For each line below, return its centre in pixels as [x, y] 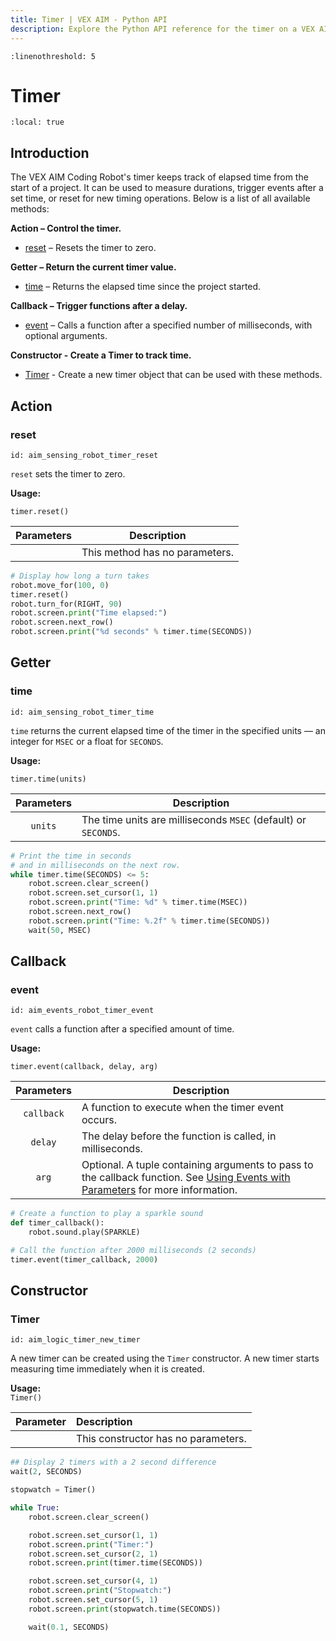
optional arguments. [66, 336]
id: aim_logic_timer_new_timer [75, 1340]
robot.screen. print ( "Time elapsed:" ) [89, 613]
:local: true [37, 122]
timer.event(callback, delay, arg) [84, 1067]
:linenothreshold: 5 [53, 56]
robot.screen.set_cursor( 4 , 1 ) [93, 1581]
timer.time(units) [48, 779]
